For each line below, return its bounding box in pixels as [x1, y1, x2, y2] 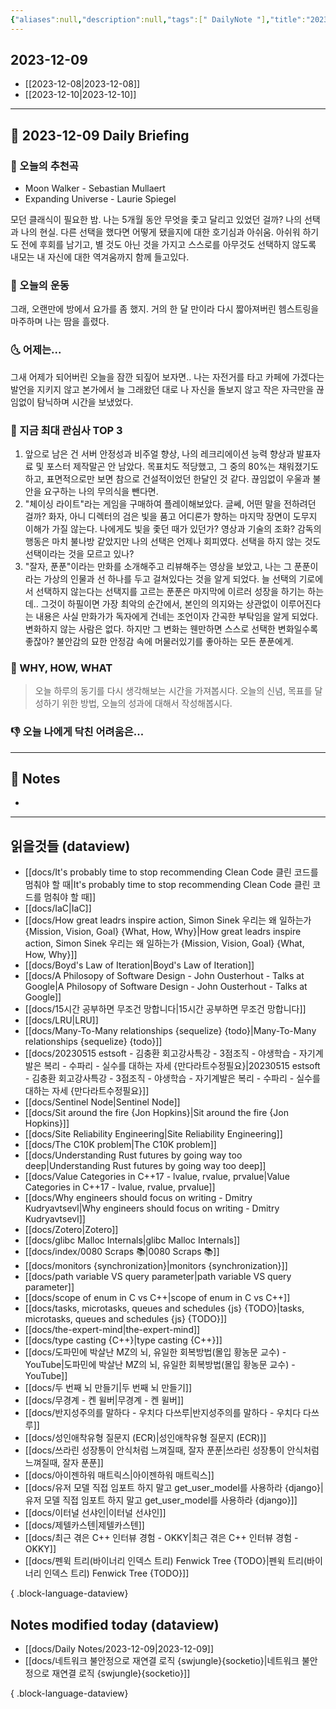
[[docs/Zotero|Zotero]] [24, 1224, 119, 1236]
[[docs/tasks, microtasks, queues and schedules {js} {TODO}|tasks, [24, 1302, 305, 1315]
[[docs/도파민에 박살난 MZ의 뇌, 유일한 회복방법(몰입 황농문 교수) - [24, 1346, 287, 1358]
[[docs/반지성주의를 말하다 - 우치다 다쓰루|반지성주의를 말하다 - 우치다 [24, 1407, 302, 1419]
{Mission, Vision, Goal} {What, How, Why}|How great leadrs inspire [24, 926, 302, 938]
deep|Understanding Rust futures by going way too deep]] [24, 1160, 267, 1172]
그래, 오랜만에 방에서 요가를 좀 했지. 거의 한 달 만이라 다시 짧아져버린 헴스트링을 [10, 303, 320, 315]
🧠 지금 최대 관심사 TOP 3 [10, 423, 123, 437]
